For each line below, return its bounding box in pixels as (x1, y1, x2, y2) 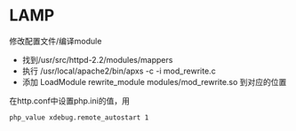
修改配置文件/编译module (9, 35, 102, 46)
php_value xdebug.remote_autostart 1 (9, 112, 149, 122)
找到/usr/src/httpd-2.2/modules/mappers (21, 54, 173, 65)
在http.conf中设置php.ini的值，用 (9, 95, 131, 106)
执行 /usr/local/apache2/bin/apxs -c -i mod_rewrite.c (21, 65, 216, 76)
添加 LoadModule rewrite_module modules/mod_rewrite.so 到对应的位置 (21, 76, 287, 87)
